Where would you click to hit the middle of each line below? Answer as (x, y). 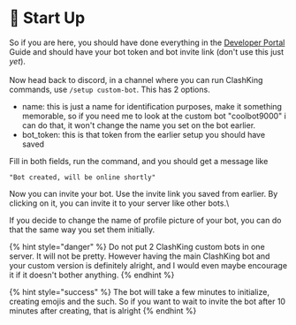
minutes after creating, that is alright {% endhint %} (103, 310)
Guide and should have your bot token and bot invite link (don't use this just (147, 51)
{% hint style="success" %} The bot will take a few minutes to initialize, (139, 291)
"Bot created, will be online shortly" (83, 177)
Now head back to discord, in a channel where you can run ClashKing (136, 79)
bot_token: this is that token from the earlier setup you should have (144, 134)
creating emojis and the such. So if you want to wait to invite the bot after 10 (147, 301)
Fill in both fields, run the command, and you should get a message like (139, 161)
